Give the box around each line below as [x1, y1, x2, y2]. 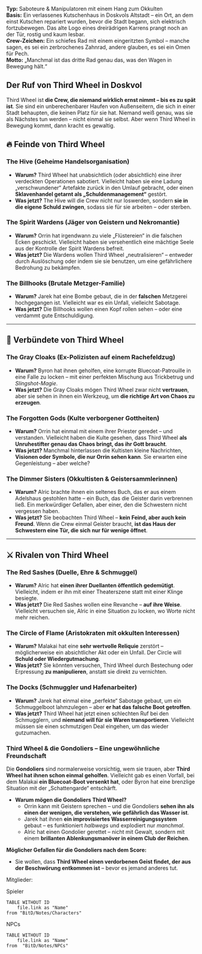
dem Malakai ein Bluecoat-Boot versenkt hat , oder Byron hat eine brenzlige [6, 778, 195, 785]
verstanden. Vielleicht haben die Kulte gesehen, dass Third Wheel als [14, 434, 188, 441]
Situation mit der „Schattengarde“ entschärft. [6, 784, 117, 792]
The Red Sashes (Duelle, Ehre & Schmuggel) [6, 568, 138, 577]
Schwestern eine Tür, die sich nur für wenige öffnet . [14, 527, 148, 534]
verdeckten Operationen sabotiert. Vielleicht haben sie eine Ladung [14, 177, 182, 185]
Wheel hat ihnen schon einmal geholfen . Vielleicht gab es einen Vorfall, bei [6, 771, 195, 779]
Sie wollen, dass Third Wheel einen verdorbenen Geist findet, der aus [14, 858, 191, 865]
